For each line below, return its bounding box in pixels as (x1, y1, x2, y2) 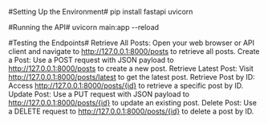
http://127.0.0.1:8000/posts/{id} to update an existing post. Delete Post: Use (8, 98, 257, 107)
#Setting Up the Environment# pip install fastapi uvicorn (8, 7, 193, 16)
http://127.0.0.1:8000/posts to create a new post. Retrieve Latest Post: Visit (8, 64, 254, 73)
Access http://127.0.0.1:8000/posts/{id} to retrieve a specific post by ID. (8, 81, 244, 90)
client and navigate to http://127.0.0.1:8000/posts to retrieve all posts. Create (8, 47, 260, 56)
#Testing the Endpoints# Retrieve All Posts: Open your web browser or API (8, 38, 255, 48)
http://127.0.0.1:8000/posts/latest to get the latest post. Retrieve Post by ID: (8, 72, 255, 81)
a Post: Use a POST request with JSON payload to (8, 56, 174, 64)
